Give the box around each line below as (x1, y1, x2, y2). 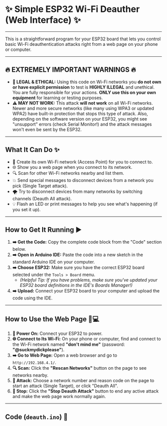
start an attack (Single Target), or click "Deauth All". (12, 383, 118, 389)
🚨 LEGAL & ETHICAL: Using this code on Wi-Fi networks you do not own (12, 79, 162, 85)
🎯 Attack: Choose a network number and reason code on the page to (12, 378, 155, 384)
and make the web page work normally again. (12, 394, 106, 400)
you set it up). (12, 206, 41, 212)
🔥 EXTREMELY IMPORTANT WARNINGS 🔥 (5, 66, 136, 74)
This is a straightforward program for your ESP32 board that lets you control (5, 36, 161, 42)
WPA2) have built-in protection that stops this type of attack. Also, (12, 111, 148, 117)
